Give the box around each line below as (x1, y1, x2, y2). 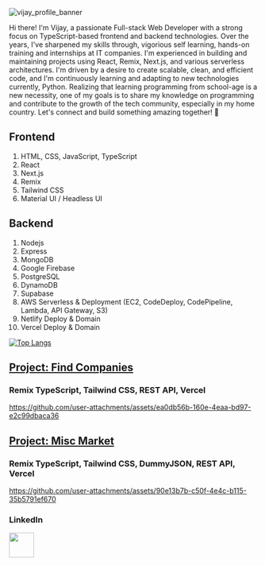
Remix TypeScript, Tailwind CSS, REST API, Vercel (9, 384, 205, 395)
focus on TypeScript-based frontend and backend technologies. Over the (9, 32, 249, 41)
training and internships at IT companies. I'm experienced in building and (9, 48, 248, 57)
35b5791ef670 (9, 494, 56, 504)
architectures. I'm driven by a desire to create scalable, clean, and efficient (9, 65, 254, 75)
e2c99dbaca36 (9, 411, 60, 421)
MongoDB (20, 254, 54, 264)
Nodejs (20, 238, 44, 247)
